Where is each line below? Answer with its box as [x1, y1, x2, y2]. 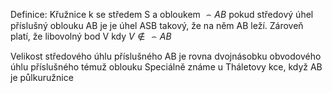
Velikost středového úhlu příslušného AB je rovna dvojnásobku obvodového [10, 50, 322, 62]
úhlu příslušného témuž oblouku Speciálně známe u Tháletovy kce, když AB [10, 61, 323, 73]
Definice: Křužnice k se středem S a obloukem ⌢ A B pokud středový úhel [10, 9, 314, 20]
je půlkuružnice [10, 72, 74, 83]
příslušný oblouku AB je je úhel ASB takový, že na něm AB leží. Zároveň [10, 20, 304, 31]
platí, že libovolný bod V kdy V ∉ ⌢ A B [10, 30, 172, 42]
